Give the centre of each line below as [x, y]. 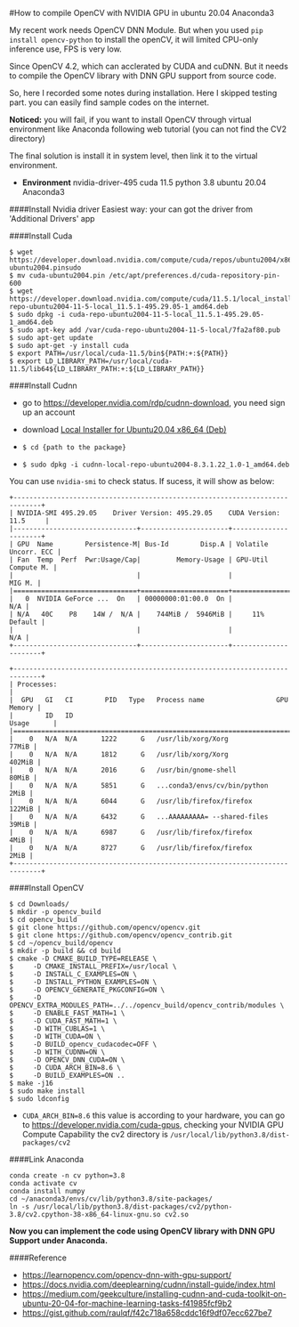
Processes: [37, 684]
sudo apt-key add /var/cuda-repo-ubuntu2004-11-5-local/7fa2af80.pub [149, 330]
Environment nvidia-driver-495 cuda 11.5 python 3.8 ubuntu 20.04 [144, 182]
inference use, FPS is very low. [65, 49]
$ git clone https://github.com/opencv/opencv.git [105, 927]
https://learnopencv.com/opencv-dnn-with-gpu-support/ [126, 1275]
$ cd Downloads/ [39, 904]
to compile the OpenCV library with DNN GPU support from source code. [143, 76]
